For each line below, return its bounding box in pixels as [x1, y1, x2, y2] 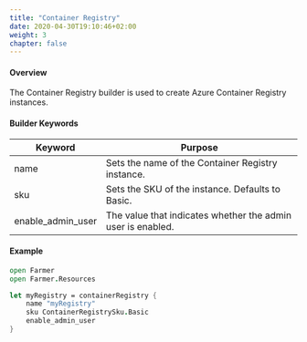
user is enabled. [105, 220, 175, 233]
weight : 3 [9, 30, 48, 39]
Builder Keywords [9, 118, 79, 129]
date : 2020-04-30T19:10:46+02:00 [9, 22, 137, 31]
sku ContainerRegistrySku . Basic [26, 307, 149, 317]
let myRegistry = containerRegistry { [9, 291, 157, 300]
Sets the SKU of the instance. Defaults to [105, 182, 281, 195]
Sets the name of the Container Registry [105, 156, 278, 169]
